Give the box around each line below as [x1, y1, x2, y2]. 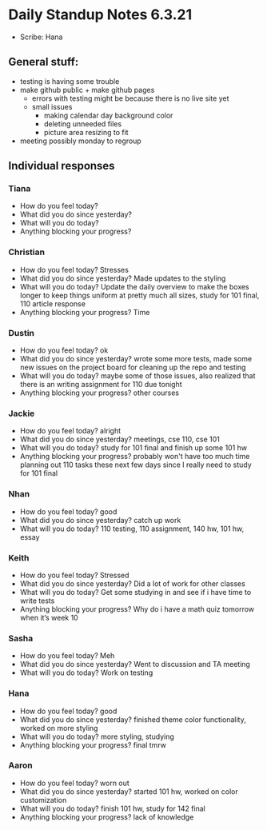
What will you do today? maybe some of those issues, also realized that [19, 371, 256, 381]
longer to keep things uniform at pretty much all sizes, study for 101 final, [19, 290, 260, 300]
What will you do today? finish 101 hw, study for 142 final [19, 804, 206, 813]
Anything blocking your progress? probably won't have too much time [19, 452, 250, 461]
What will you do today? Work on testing [19, 668, 153, 677]
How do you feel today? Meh [19, 651, 115, 660]
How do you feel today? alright [19, 426, 122, 436]
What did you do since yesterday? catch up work [19, 515, 181, 525]
